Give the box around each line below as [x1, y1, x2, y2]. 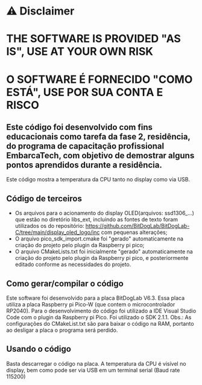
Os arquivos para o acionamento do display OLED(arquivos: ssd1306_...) [14, 210, 195, 217]
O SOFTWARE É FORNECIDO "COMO [6, 73, 193, 86]
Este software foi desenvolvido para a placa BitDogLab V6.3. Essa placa [6, 294, 185, 302]
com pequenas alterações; [101, 228, 168, 236]
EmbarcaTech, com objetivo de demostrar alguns [6, 150, 195, 161]
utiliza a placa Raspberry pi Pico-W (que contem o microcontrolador [6, 301, 175, 308]
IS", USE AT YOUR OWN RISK [6, 45, 154, 59]
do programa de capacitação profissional [6, 141, 165, 151]
